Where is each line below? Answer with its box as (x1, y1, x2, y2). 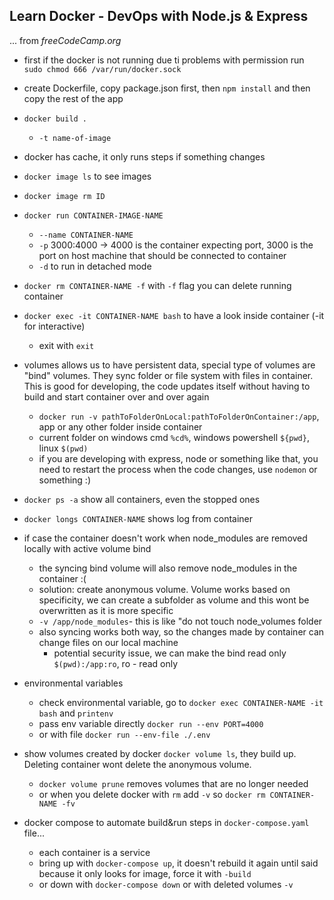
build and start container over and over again (23, 390, 210, 403)
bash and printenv (38, 707, 114, 719)
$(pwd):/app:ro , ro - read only (53, 657, 179, 669)
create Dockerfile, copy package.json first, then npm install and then (23, 82, 311, 94)
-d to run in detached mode (38, 260, 152, 272)
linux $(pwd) (38, 442, 89, 454)
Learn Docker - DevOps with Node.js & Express (9, 8, 309, 25)
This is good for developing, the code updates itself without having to (23, 380, 311, 392)
